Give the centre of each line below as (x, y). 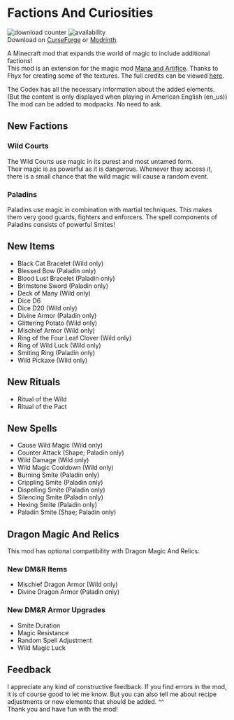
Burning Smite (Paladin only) (58, 475)
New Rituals (34, 382)
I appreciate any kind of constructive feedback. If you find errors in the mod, (117, 686)
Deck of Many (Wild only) (54, 293)
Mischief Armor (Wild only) (56, 330)
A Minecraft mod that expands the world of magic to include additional (109, 53)
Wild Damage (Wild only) (53, 460)
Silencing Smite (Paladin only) (60, 497)
